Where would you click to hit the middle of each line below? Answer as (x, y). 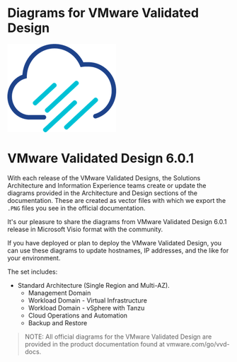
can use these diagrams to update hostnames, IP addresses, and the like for (118, 250)
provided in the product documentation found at (94, 344)
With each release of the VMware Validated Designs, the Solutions (104, 177)
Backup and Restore (58, 322)
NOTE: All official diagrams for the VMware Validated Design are (118, 337)
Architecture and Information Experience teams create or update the (107, 185)
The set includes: (33, 271)
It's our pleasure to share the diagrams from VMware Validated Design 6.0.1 (117, 221)
